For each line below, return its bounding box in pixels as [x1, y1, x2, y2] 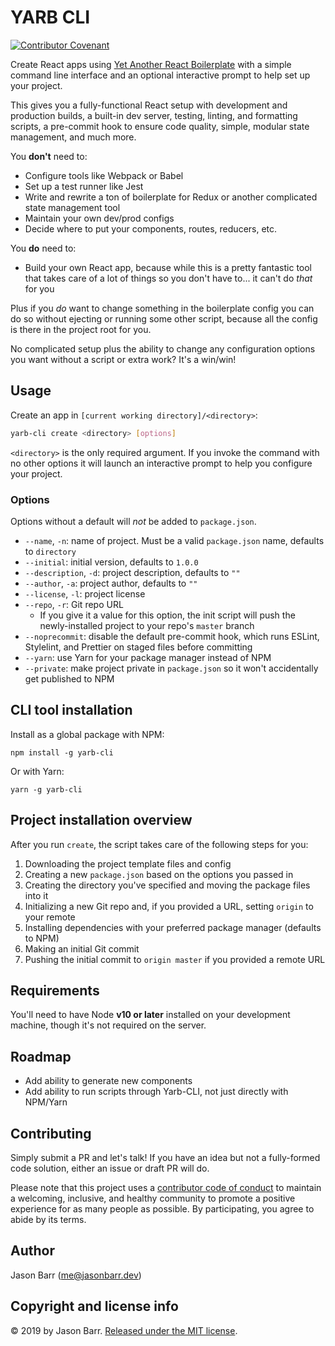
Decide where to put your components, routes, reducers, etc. [24, 222, 278, 235]
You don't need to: [10, 150, 88, 162]
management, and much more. [10, 131, 137, 143]
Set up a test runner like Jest [24, 180, 144, 192]
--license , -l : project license [24, 587, 146, 600]
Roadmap [10, 1048, 72, 1065]
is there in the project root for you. [10, 323, 152, 335]
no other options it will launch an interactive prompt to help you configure [10, 457, 313, 469]
